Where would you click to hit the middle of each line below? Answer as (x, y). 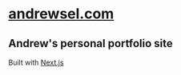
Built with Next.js (36, 62)
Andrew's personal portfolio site (91, 43)
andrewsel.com (61, 14)
